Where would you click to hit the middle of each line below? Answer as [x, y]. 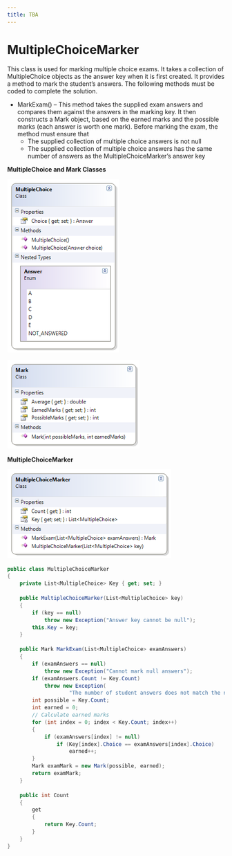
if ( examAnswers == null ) [69, 664]
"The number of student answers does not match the [145, 693]
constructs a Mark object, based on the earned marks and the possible [118, 119]
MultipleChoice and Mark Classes [57, 169]
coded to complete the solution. [52, 91]
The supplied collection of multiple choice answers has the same [120, 148]
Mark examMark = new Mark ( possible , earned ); [99, 766]
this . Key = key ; [55, 627]
